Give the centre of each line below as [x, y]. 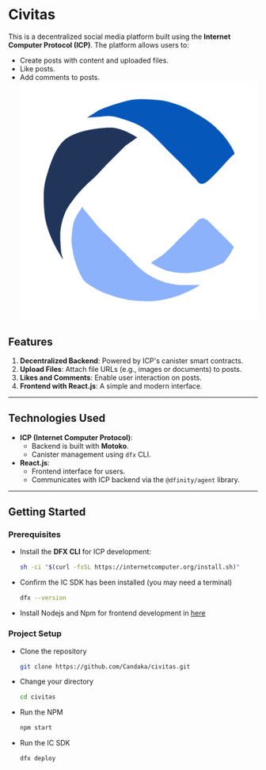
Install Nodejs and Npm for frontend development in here [112, 613]
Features [30, 341]
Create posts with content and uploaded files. [94, 60]
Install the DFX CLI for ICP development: [85, 552]
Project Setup [35, 634]
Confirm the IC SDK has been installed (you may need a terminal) [126, 582]
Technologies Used [57, 418]
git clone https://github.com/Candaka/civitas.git [105, 667]
